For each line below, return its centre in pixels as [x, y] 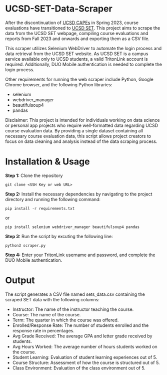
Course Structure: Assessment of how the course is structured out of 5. [86, 362]
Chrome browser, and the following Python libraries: [59, 84]
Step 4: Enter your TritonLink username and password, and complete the [80, 255]
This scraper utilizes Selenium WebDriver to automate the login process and [83, 48]
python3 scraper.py [25, 245]
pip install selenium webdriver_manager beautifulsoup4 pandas [72, 227]
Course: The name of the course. [46, 314]
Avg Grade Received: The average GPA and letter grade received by [82, 336]
